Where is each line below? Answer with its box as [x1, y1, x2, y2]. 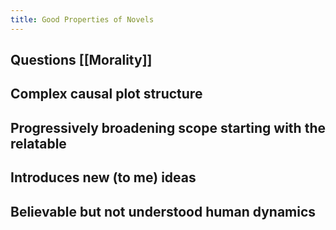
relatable [10, 135, 67, 152]
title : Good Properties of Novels [10, 14, 155, 25]
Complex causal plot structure [10, 86, 203, 103]
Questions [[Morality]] [10, 52, 153, 69]
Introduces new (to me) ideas [10, 169, 197, 186]
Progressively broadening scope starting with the [10, 119, 326, 136]
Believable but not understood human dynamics [10, 203, 317, 220]
